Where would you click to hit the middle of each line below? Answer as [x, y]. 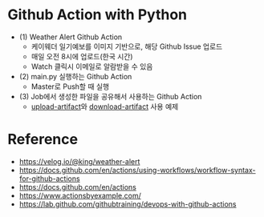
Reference [43, 140]
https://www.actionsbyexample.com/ [80, 195]
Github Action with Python [97, 15]
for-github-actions [50, 179]
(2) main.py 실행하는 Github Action [75, 76]
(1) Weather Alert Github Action [71, 37]
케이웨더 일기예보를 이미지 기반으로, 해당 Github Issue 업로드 [127, 46]
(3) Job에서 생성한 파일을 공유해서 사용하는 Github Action [110, 96]
